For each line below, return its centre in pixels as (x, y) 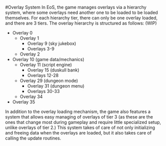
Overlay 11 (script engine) (46, 65)
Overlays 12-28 (43, 75)
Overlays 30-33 (43, 91)
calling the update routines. (33, 138)
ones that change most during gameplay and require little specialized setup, (83, 122)
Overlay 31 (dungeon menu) (56, 86)
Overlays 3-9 (41, 49)
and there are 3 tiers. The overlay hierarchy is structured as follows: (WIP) (81, 23)
